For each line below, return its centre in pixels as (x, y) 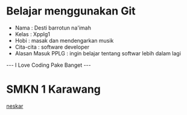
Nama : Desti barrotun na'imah (53, 28)
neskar (15, 106)
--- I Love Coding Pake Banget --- (49, 65)
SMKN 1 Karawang (54, 89)
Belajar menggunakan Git (71, 11)
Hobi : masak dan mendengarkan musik (64, 40)
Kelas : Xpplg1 (32, 34)
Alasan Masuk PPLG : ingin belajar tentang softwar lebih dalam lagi (98, 53)
